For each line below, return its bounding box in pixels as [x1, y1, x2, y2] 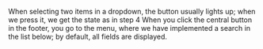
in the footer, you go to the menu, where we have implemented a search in [8, 24, 251, 32]
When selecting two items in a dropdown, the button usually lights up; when [8, 7, 256, 16]
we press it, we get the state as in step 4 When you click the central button [8, 15, 252, 24]
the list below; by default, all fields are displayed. [8, 32, 168, 41]
